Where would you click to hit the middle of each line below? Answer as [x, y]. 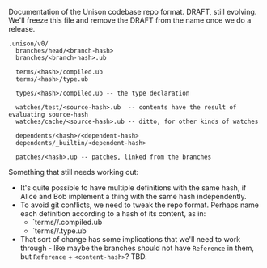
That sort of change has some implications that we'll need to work [130, 239]
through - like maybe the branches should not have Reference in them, [137, 248]
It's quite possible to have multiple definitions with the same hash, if [133, 188]
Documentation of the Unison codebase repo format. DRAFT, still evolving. [133, 12]
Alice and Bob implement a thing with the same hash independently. [133, 196]
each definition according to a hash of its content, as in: [113, 213]
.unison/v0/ [28, 44]
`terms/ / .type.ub [59, 231]
